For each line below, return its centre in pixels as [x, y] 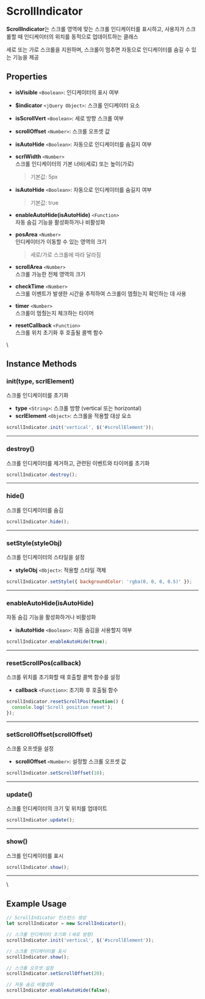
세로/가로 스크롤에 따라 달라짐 [66, 254]
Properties [27, 77]
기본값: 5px [44, 177]
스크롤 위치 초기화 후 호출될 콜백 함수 [59, 332]
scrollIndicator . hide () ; [38, 521]
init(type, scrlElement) [40, 381]
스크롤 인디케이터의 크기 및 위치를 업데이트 [57, 808]
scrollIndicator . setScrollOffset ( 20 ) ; [56, 974]
